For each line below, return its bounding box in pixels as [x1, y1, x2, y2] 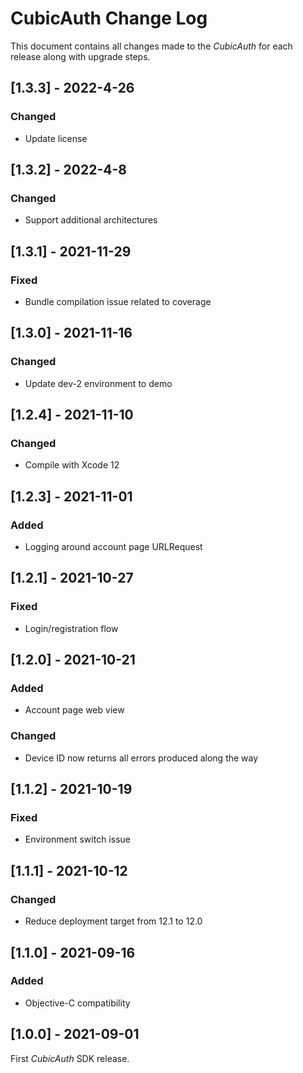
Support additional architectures [24, 214, 158, 226]
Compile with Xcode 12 [24, 459, 120, 471]
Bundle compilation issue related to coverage [24, 296, 212, 307]
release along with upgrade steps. [10, 50, 151, 62]
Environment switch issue [24, 833, 131, 846]
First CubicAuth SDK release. [10, 1052, 130, 1064]
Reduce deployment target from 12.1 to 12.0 [24, 915, 203, 927]
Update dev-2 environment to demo [24, 377, 173, 389]
